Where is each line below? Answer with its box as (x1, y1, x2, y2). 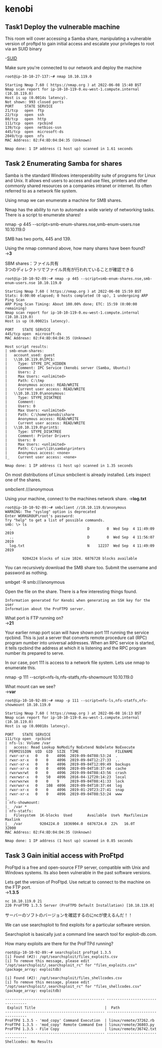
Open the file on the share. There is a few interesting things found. (5, 589, 137, 594)
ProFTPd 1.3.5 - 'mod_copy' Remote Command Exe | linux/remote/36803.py (5, 1022, 155, 1027)
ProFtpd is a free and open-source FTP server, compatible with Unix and (5, 864, 150, 870)
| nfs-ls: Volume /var (5, 741, 51, 745)
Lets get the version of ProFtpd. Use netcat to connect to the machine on (5, 879, 151, 885)
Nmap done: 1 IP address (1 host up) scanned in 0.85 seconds (5, 838, 133, 843)
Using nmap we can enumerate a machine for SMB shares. (5, 197, 122, 203)
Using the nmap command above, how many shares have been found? (5, 245, 146, 251)
